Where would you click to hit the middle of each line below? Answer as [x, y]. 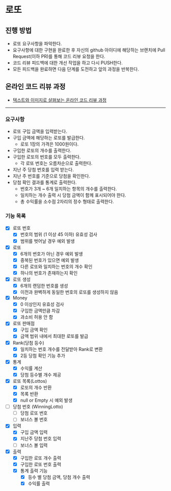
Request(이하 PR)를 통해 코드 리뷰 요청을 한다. [59, 56]
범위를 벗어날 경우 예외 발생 [47, 241]
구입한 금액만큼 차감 [40, 311]
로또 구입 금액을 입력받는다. [40, 131]
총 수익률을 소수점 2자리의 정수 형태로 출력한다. [67, 202]
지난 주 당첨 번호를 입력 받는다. [43, 170]
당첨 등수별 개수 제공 [41, 375]
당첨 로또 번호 [34, 413]
